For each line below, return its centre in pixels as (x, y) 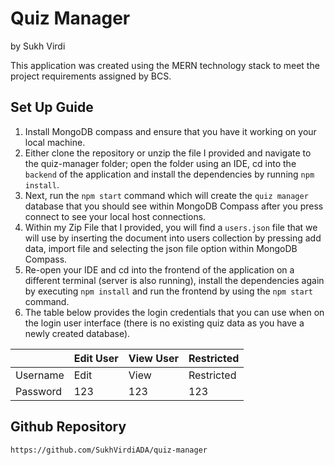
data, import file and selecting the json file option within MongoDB (161, 248)
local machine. (55, 142)
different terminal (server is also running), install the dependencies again (174, 280)
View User (153, 358)
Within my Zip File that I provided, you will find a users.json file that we (171, 227)
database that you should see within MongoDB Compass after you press (174, 206)
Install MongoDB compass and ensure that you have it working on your (170, 131)
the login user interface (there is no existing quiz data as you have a (164, 323)
